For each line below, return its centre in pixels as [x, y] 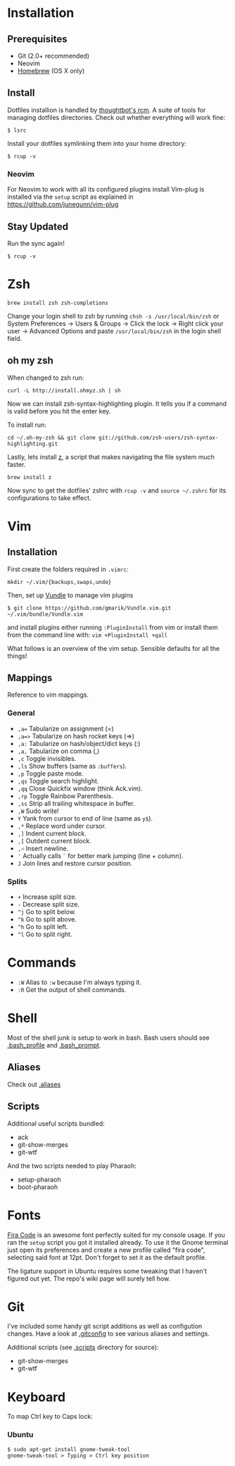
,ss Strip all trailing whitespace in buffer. [76, 803]
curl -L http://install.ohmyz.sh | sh [64, 390]
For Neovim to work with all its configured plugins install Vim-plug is [106, 190]
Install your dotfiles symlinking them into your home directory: [97, 143]
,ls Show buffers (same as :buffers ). [72, 766]
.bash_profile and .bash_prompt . [54, 1045]
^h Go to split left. [43, 927]
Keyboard [36, 1397]
